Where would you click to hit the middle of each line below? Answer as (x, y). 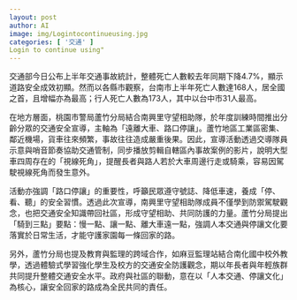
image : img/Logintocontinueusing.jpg (79, 34)
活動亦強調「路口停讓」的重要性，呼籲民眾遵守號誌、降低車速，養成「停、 (145, 191)
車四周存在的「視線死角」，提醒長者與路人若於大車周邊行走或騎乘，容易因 (143, 161)
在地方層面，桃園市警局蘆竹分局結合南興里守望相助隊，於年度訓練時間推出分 (148, 117)
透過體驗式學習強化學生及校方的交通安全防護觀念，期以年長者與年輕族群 (156, 265)
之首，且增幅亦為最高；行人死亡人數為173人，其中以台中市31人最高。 (136, 99)
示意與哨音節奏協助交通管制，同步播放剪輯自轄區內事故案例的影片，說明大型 (148, 150)
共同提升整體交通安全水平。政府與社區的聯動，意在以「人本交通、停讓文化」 (148, 276)
